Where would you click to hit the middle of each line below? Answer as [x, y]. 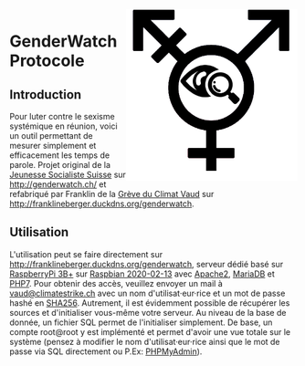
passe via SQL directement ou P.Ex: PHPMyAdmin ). [106, 351]
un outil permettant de [51, 136]
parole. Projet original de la [60, 165]
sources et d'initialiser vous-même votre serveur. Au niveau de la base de [148, 312]
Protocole [47, 61]
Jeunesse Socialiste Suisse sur [68, 174]
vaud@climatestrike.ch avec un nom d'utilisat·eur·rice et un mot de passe [147, 293]
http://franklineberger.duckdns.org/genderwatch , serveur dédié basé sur [147, 264]
